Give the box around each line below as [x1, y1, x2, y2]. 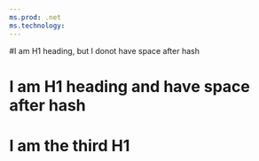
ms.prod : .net [9, 12, 62, 22]
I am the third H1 [9, 135, 130, 156]
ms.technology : [9, 21, 66, 30]
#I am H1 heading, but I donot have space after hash [9, 45, 200, 56]
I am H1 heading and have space [9, 76, 250, 96]
